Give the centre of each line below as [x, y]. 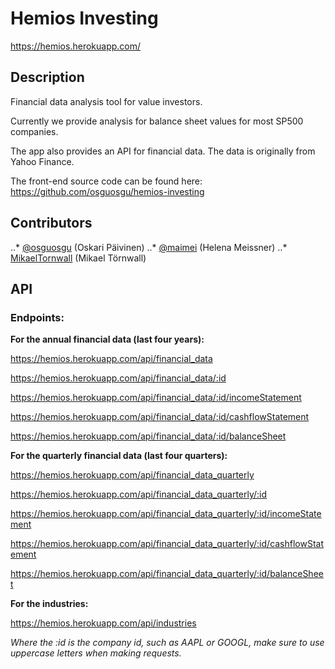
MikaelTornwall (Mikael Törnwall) [78, 258]
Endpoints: [37, 317]
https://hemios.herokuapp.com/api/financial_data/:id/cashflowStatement [160, 417]
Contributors [51, 223]
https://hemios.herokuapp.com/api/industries [103, 623]
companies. [34, 131]
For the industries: [49, 604]
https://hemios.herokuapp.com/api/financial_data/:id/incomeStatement [156, 398]
